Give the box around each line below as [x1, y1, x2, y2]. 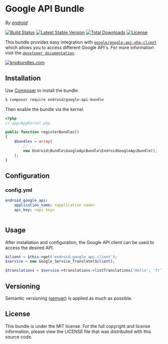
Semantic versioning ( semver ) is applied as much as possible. [5, 295, 132, 301]
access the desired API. [5, 245, 54, 251]
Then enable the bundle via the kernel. [5, 106, 85, 112]
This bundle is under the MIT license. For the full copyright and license [5, 323, 151, 329]
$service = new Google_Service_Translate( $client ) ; [5, 259, 115, 264]
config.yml [5, 186, 32, 193]
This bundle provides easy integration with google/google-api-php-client [5, 39, 157, 45]
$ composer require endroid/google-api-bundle [5, 97, 104, 102]
